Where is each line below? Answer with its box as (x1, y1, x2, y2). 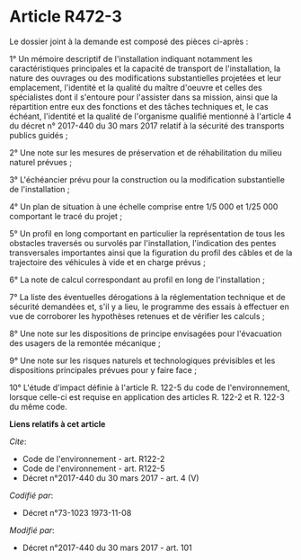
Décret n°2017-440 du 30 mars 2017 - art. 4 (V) (22, 472, 199, 483)
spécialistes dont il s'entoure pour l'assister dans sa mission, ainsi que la (9, 92, 279, 102)
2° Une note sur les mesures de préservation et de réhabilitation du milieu (9, 147, 283, 158)
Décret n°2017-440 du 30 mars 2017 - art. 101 (22, 542, 193, 553)
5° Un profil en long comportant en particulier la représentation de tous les (9, 227, 286, 239)
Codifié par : (9, 490, 54, 501)
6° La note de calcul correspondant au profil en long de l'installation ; (9, 274, 265, 285)
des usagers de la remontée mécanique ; (9, 337, 161, 348)
